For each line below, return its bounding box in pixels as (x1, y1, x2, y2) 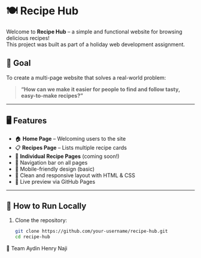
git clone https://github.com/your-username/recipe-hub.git (14, 228, 168, 235)
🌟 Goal (6, 58, 31, 68)
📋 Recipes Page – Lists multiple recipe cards (14, 144, 127, 151)
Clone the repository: (14, 217, 68, 224)
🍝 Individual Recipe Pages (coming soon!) (14, 153, 120, 160)
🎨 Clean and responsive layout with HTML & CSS (14, 171, 136, 179)
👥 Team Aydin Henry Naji (6, 245, 68, 252)
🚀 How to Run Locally (6, 201, 87, 211)
